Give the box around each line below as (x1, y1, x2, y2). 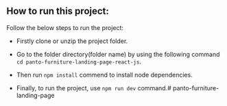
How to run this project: (6, 5, 109, 17)
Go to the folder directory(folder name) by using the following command (16, 50, 220, 58)
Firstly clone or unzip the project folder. (16, 37, 128, 45)
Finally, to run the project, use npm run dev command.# (16, 83, 172, 92)
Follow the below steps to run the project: (6, 23, 124, 31)
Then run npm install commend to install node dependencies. (16, 70, 193, 79)
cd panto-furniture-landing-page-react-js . (16, 57, 142, 66)
